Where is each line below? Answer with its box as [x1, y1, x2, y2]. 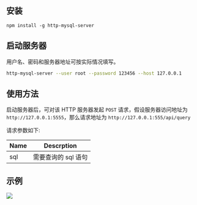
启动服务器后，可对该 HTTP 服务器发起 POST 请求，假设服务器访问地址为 [6, 106, 188, 113]
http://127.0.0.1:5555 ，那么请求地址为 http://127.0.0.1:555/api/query [6, 114, 191, 121]
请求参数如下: [6, 127, 41, 134]
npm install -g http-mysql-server [6, 22, 95, 29]
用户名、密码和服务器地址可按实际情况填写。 [6, 58, 119, 65]
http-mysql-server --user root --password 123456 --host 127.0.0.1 [6, 70, 182, 76]
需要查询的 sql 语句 [32, 153, 88, 162]
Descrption [43, 141, 78, 150]
